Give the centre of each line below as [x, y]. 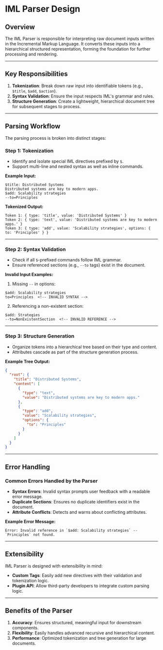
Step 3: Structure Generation [40, 336]
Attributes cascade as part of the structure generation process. [75, 352]
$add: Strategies [23, 315]
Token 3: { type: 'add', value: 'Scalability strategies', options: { [78, 228]
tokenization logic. [30, 580]
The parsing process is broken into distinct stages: [56, 138]
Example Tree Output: [27, 361]
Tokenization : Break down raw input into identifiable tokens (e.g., [77, 86]
